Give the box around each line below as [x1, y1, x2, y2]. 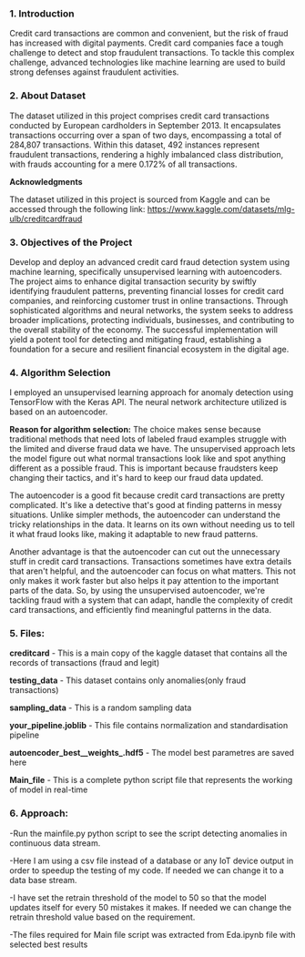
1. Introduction [9, 7, 75, 20]
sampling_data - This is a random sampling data [9, 702, 192, 713]
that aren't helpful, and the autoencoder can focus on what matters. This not [9, 565, 296, 576]
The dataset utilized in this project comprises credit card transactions [9, 110, 270, 121]
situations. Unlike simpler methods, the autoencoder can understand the [9, 509, 280, 521]
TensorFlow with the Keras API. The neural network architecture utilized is [9, 397, 287, 408]
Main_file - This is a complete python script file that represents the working [9, 775, 293, 786]
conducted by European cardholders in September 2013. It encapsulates [9, 119, 281, 130]
